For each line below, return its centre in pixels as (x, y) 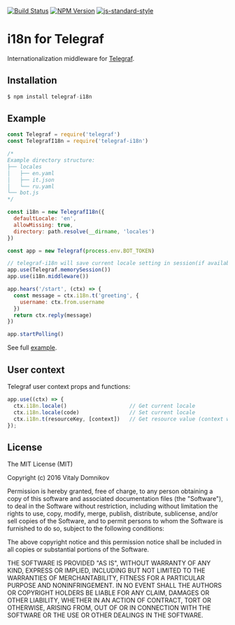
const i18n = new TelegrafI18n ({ (56, 212)
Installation (32, 81)
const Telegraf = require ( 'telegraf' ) (64, 135)
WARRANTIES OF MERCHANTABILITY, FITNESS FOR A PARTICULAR (106, 578)
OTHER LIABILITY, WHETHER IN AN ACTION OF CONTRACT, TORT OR (109, 600)
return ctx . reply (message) (53, 315)
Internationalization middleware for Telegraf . (71, 58)
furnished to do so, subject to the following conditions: (86, 528)
